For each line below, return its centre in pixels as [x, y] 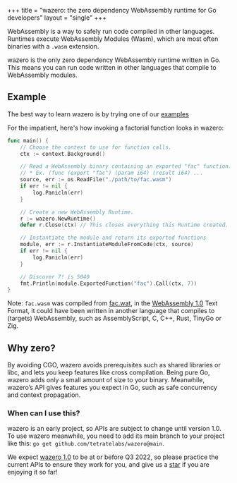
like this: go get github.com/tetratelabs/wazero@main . [86, 444]
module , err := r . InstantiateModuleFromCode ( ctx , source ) [107, 245]
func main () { [28, 140]
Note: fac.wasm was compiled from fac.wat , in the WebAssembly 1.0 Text [113, 303]
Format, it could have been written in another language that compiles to [111, 311]
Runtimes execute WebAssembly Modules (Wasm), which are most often [113, 39]
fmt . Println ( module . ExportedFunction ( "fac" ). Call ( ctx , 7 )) [109, 283]
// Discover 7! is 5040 [55, 277]
